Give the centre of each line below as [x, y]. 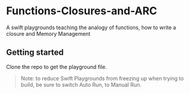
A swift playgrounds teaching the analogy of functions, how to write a [91, 27]
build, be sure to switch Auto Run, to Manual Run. [81, 84]
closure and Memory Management [48, 33]
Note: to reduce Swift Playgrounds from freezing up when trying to [102, 78]
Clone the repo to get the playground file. [56, 67]
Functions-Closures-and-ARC [82, 11]
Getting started [35, 53]
